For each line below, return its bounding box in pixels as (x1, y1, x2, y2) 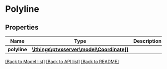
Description (133, 38, 162, 44)
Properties (5, 23, 39, 32)
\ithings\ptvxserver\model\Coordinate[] (32, 46, 129, 53)
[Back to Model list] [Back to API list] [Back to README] (5, 59, 119, 65)
